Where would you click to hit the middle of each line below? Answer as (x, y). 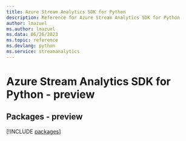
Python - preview (51, 94)
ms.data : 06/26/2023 (32, 35)
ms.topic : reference (32, 40)
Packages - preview (45, 117)
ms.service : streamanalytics (43, 52)
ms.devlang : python (31, 46)
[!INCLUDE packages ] (34, 131)
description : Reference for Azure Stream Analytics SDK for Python (93, 18)
